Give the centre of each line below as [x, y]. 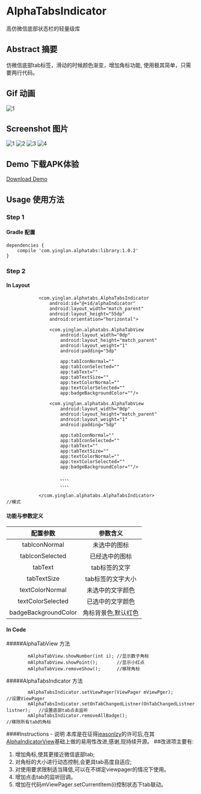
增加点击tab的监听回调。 [45, 777]
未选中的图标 [111, 545]
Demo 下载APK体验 [43, 164]
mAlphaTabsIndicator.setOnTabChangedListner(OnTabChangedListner [112, 704]
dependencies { [25, 245]
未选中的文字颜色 [111, 590]
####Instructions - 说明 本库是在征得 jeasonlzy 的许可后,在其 [80, 734]
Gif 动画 [21, 94]
